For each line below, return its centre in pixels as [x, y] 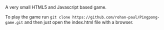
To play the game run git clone [38, 17]
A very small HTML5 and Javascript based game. [56, 7]
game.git [14, 22]
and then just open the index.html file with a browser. [79, 22]
